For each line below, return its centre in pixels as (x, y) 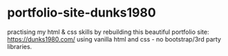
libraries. (20, 46)
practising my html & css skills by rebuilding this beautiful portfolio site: (108, 32)
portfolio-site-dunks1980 (82, 13)
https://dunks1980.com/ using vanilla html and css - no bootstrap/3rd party (114, 39)
